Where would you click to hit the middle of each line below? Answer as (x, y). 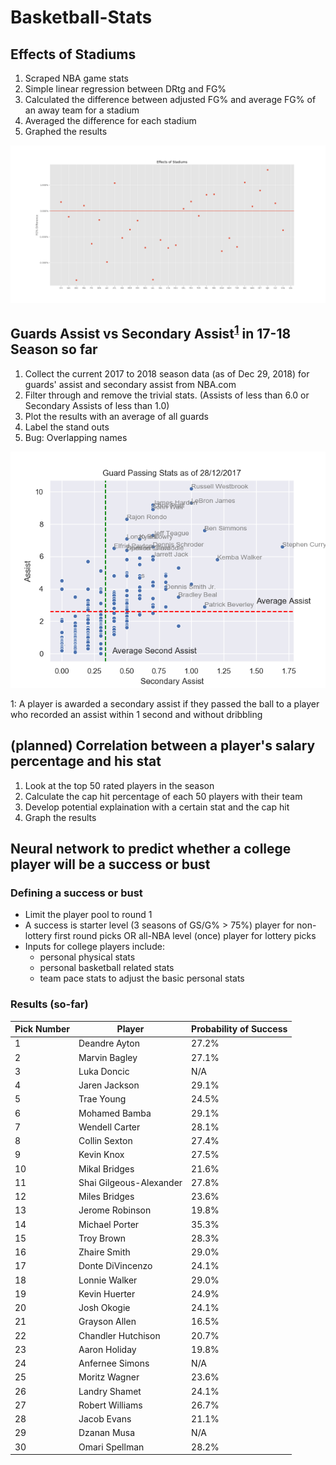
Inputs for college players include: (94, 947)
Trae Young (102, 1099)
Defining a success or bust (76, 893)
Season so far (54, 349)
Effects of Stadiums (73, 54)
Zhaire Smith (104, 1252)
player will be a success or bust (110, 864)
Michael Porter (109, 1224)
